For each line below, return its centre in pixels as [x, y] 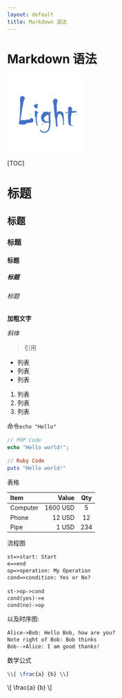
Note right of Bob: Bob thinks [52, 640]
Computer [24, 508]
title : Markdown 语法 [37, 22]
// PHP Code [24, 440]
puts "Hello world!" [37, 468]
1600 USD [60, 508]
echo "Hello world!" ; [38, 447]
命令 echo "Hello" [32, 426]
